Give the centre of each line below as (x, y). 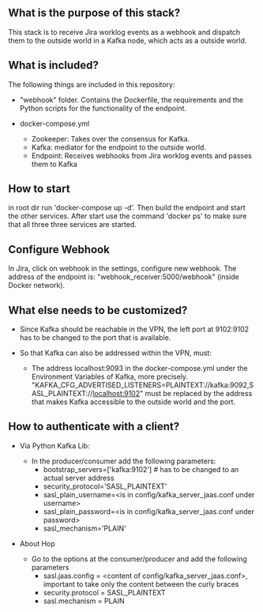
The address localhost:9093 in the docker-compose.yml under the (139, 368)
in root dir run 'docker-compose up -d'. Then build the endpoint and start (127, 208)
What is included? (53, 65)
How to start (39, 189)
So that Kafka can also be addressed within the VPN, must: (115, 353)
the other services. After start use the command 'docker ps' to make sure (128, 216)
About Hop (37, 543)
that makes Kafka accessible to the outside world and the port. (133, 402)
